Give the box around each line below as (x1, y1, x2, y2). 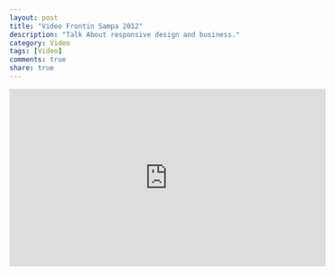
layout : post (9, 13, 59, 23)
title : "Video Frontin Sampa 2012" (9, 22, 144, 31)
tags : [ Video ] (9, 47, 63, 56)
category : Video (9, 38, 70, 48)
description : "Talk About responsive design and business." (9, 30, 241, 39)
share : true (9, 64, 54, 73)
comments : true (9, 55, 67, 64)
